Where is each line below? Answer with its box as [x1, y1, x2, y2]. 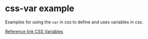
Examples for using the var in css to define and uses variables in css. [5, 19, 143, 25]
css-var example [5, 3, 74, 14]
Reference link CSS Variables [5, 28, 64, 34]
